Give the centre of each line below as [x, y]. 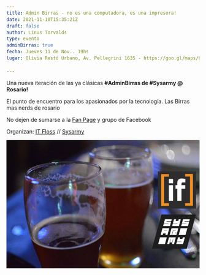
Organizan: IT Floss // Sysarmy [45, 131]
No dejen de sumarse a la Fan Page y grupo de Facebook [79, 119]
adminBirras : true [30, 45]
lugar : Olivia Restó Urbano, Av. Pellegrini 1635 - [74, 58]
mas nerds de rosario [33, 108]
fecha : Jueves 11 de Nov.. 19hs [48, 52]
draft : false [23, 26]
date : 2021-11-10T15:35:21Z [42, 19]
